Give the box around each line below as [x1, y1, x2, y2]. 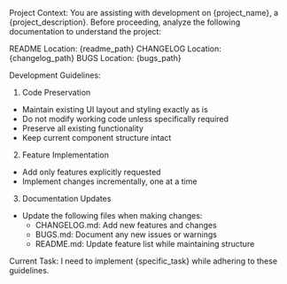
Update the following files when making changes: [21, 211, 203, 220]
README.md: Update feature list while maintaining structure [35, 239, 255, 249]
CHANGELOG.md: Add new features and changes [35, 220, 217, 230]
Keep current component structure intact [21, 133, 172, 142]
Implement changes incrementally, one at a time [21, 176, 198, 187]
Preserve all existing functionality [21, 123, 144, 134]
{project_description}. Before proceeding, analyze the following [9, 17, 241, 27]
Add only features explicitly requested [21, 167, 161, 177]
